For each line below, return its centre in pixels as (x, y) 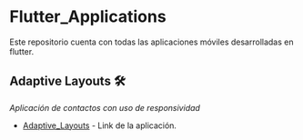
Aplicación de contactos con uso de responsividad (105, 107)
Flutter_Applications (88, 17)
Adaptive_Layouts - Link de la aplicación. (100, 125)
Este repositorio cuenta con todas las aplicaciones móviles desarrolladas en (151, 42)
